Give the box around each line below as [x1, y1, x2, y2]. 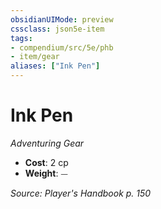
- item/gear [10, 52, 60, 62]
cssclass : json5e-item [10, 24, 105, 34]
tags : [10, 33, 33, 43]
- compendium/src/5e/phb [10, 42, 114, 53]
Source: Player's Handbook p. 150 [10, 187, 152, 199]
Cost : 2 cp [24, 156, 69, 168]
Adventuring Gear [10, 137, 85, 149]
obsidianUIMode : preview [10, 14, 114, 25]
